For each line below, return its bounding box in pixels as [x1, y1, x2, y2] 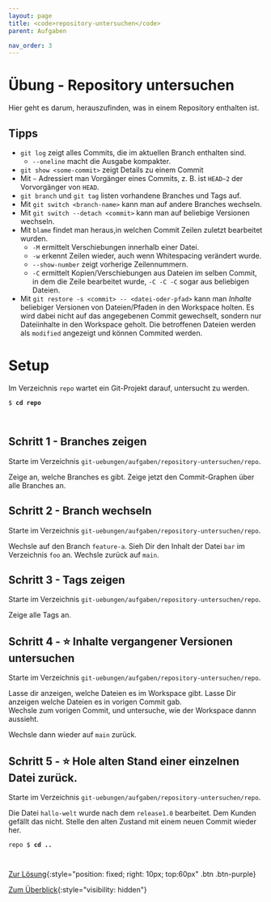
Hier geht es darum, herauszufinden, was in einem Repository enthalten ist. [8, 103, 260, 113]
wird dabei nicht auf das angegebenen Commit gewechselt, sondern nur [19, 311, 262, 320]
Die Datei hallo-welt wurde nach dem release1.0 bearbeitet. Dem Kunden [8, 808, 256, 817]
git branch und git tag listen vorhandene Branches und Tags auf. [19, 191, 242, 200]
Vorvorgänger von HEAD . [19, 183, 100, 192]
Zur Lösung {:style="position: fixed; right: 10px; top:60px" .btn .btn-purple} [8, 870, 256, 879]
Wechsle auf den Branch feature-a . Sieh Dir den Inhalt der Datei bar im [8, 541, 245, 550]
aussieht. [8, 714, 39, 724]
